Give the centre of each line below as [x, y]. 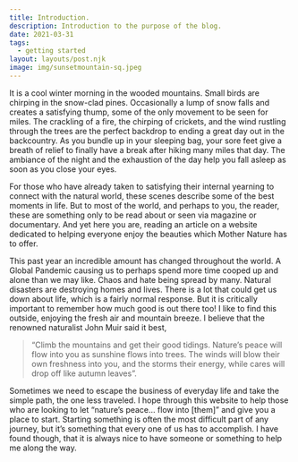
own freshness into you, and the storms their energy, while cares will [158, 364]
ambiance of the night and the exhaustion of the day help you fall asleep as [148, 159]
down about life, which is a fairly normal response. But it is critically [133, 299]
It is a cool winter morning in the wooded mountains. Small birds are [134, 93]
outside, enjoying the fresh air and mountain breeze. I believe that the [137, 318]
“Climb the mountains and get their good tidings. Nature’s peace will [157, 345]
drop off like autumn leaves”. [84, 373]
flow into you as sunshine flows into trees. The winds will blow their [155, 354]
